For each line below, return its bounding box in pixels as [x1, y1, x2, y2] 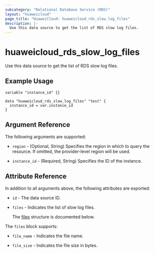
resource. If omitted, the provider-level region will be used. [12, 148, 131, 154]
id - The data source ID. [12, 195, 61, 200]
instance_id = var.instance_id [9, 103, 73, 108]
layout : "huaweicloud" [5, 12, 51, 17]
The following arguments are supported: [5, 134, 87, 140]
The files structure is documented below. [12, 214, 95, 220]
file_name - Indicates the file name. [12, 233, 84, 239]
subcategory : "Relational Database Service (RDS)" [5, 7, 111, 12]
